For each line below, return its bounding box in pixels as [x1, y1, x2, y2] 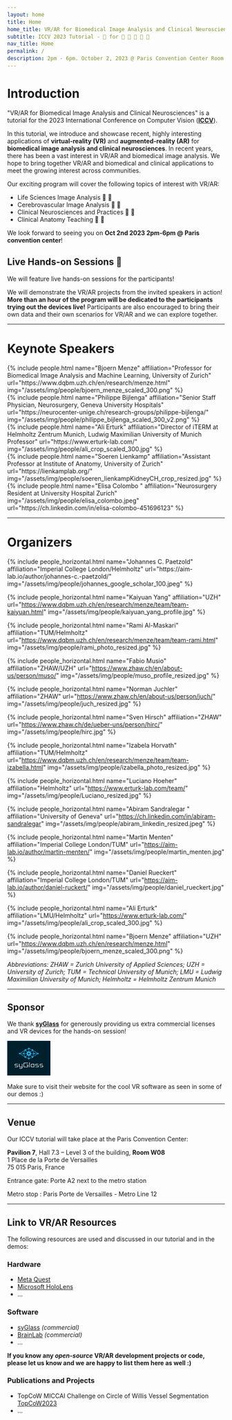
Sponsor [7, 1001, 45, 1013]
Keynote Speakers [7, 340, 115, 356]
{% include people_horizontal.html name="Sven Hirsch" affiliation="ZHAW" [7, 712, 222, 721]
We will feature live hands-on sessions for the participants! [7, 274, 175, 283]
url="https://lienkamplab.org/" [7, 466, 93, 475]
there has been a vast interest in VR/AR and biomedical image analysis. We [7, 151, 220, 159]
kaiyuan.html [7, 607, 43, 616]
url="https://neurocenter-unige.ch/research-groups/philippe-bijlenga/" [7, 407, 209, 416]
